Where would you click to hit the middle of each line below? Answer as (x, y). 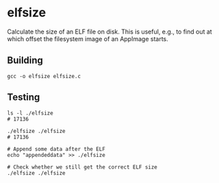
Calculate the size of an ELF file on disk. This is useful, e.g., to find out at (109, 32)
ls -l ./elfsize (30, 113)
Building (25, 61)
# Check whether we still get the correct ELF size (82, 167)
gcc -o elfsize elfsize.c (44, 76)
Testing (24, 97)
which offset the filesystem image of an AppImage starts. (88, 38)
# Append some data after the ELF (56, 149)
